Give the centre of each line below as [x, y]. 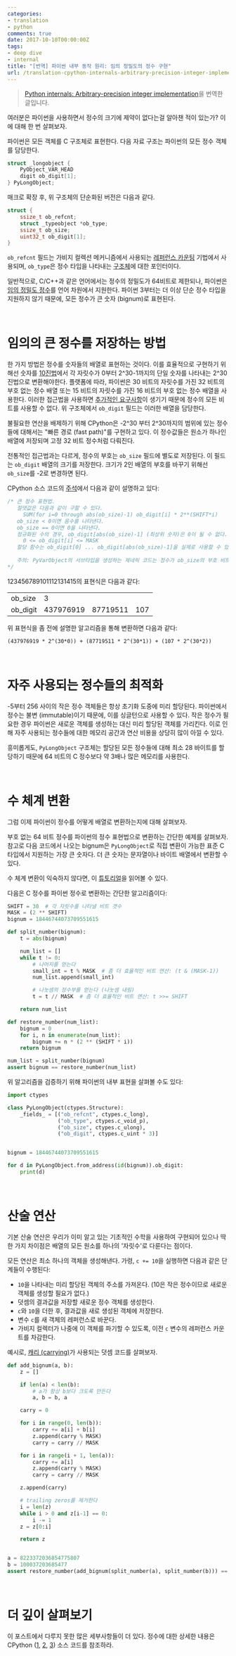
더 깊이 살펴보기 [50, 1616]
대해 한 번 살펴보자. [41, 126]
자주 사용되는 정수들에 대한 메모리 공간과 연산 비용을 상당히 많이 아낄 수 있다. [119, 732]
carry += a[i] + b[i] [64, 1429]
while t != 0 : [40, 957]
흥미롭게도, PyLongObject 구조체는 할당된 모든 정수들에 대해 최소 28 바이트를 [112, 747]
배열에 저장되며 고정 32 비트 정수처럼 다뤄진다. [71, 441]
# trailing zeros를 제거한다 [59, 1501]
